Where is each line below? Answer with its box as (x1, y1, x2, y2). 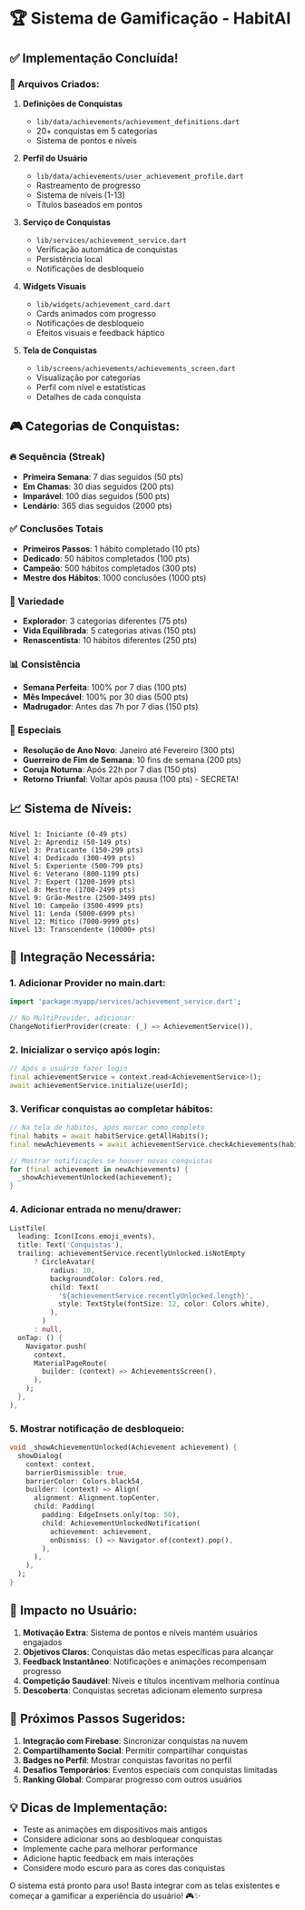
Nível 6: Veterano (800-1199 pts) (9, 869, 141, 878)
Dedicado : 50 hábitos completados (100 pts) (22, 553, 191, 563)
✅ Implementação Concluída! (9, 50, 179, 65)
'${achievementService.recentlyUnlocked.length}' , (57, 1291, 254, 1300)
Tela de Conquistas (22, 345, 98, 356)
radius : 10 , (49, 1266, 95, 1275)
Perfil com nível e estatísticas (35, 381, 147, 392)
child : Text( (49, 1282, 100, 1292)
